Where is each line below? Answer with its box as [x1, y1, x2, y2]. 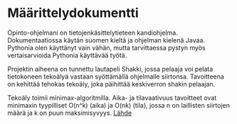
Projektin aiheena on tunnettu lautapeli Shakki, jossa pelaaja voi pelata [7, 64, 214, 73]
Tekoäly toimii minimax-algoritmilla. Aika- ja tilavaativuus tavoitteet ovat [7, 94, 217, 102]
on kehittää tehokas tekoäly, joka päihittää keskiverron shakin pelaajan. [7, 79, 216, 88]
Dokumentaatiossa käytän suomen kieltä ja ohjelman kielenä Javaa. [7, 35, 205, 44]
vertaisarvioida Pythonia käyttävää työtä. [7, 51, 127, 60]
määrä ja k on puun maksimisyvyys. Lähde [7, 108, 132, 117]
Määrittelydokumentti [7, 5, 139, 21]
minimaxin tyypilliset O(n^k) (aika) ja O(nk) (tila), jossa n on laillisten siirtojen [7, 101, 230, 109]
